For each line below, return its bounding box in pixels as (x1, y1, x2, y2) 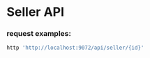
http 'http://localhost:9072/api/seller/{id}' (6, 44, 144, 52)
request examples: (6, 29, 71, 39)
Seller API (6, 4, 64, 20)
